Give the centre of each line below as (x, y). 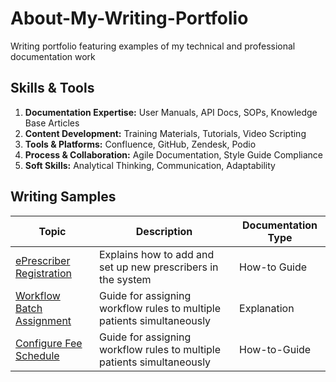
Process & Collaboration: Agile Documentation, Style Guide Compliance (173, 154)
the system (125, 279)
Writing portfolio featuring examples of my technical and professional (153, 46)
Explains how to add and (157, 254)
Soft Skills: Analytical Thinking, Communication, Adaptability (150, 165)
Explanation (267, 308)
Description (164, 231)
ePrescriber (43, 260)
